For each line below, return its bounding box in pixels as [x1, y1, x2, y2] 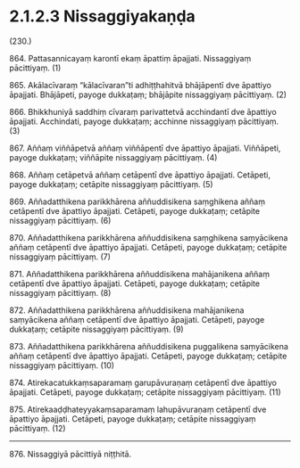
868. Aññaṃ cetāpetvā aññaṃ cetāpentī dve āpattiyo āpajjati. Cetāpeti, [9, 169, 271, 180]
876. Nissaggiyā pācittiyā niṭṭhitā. [9, 448, 132, 459]
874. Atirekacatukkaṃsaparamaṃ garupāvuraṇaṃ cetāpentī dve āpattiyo [9, 377, 277, 388]
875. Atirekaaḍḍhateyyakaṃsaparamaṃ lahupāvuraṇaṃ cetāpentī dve [9, 404, 267, 415]
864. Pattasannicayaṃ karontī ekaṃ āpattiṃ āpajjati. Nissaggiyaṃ [9, 53, 252, 63]
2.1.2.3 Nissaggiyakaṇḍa [9, 6, 196, 27]
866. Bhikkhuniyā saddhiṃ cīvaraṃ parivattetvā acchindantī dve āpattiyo [9, 106, 277, 117]
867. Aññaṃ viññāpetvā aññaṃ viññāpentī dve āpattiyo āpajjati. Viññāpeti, [9, 143, 281, 153]
